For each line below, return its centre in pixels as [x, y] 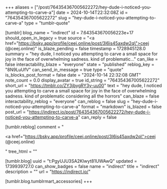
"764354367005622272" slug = [38, 18]
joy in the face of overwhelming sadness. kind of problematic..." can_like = [82, 59]
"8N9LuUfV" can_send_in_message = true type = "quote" [64, 70]
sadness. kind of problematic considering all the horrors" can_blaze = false [82, 96]
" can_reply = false [97, 117]
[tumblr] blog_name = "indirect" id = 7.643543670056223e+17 [69, 33]
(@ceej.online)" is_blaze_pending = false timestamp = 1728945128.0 [76, 48]
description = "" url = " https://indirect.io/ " [48, 172]
